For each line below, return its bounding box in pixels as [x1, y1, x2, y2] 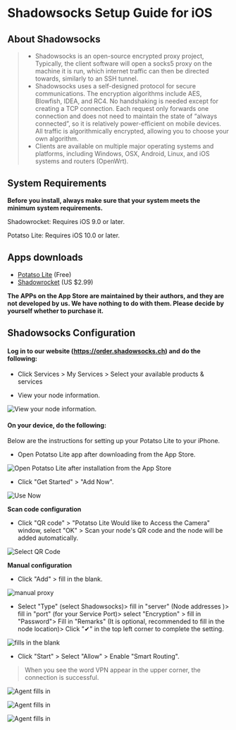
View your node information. [17, 391, 101, 400]
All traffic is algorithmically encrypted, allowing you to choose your [35, 127, 229, 135]
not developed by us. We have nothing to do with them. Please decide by [7, 299, 224, 307]
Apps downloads [7, 252, 83, 264]
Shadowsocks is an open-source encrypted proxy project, [35, 52, 204, 60]
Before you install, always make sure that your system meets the [7, 196, 201, 204]
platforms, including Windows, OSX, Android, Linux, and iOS [35, 150, 210, 158]
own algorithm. [35, 134, 79, 143]
